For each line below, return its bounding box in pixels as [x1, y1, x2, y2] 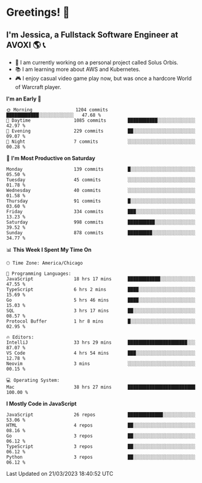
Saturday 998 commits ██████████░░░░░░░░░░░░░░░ [6, 219, 196, 225]
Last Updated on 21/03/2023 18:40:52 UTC [6, 470, 113, 477]
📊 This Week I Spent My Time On [6, 246, 92, 253]
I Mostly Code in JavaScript [6, 400, 77, 407]
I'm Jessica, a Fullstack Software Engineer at [6, 30, 178, 40]
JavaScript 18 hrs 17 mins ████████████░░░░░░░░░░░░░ [6, 276, 196, 282]
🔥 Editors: [6, 334, 34, 340]
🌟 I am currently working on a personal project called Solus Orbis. [14, 59, 178, 66]
